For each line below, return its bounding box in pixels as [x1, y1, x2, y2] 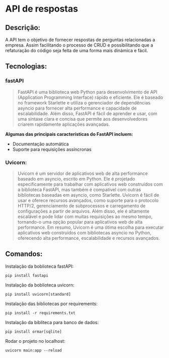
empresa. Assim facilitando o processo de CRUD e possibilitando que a [5, 42, 153, 48]
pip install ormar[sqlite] [5, 329, 62, 334]
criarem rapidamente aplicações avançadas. [17, 121, 110, 127]
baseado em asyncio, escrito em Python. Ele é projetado [17, 175, 135, 182]
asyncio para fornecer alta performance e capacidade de [17, 105, 137, 111]
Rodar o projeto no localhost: [5, 338, 66, 344]
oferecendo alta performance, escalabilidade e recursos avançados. [17, 235, 160, 241]
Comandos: [5, 249, 43, 259]
